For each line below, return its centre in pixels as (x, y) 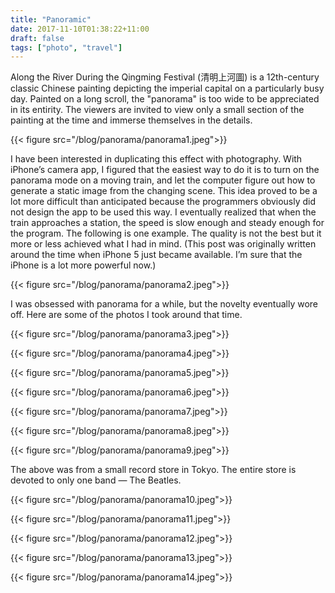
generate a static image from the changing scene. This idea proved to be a (164, 191)
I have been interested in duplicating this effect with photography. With (156, 159)
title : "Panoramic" (51, 19)
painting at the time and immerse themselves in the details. (131, 120)
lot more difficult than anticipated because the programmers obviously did (163, 202)
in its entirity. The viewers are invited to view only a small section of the (157, 110)
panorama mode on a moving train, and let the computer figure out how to (163, 180)
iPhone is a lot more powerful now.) (83, 265)
